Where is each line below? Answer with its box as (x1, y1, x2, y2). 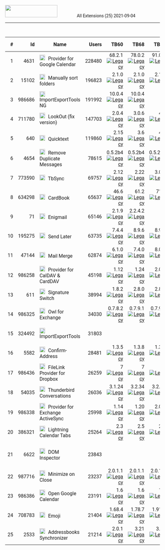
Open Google (48, 491, 77, 496)
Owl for (48, 309, 64, 315)
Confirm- (48, 347, 67, 354)
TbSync (48, 175, 65, 182)
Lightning (48, 427, 69, 433)
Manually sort (48, 75, 78, 81)
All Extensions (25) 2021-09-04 (77, 13, 136, 19)
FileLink (48, 364, 65, 370)
